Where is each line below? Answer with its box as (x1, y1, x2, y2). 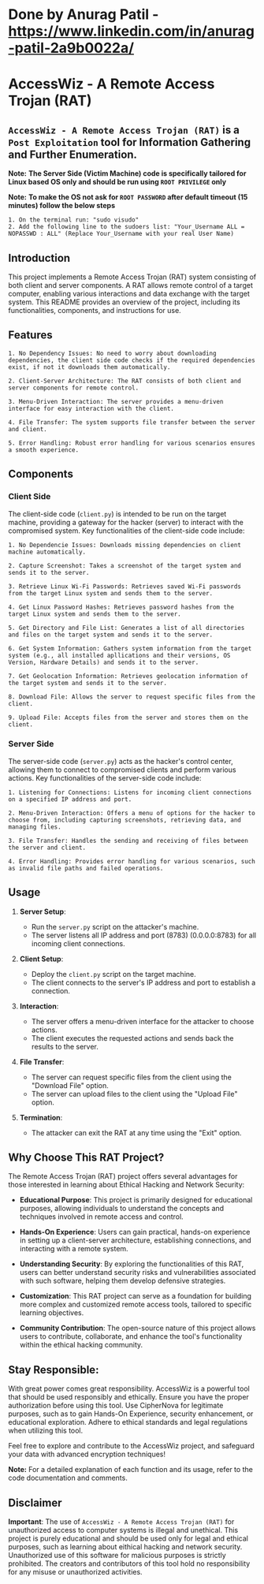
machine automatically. (8, 548, 87, 556)
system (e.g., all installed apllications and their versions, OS (8, 651, 231, 659)
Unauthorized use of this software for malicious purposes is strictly (8, 1551, 226, 1560)
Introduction (8, 251, 71, 265)
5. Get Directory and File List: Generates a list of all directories (8, 624, 245, 632)
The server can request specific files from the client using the (31, 1072, 232, 1082)
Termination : (19, 1113, 63, 1122)
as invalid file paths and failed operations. (8, 864, 164, 872)
